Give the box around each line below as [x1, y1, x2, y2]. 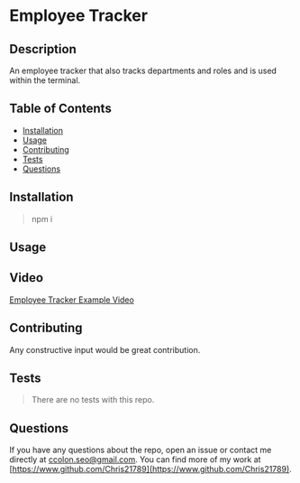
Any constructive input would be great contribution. [9, 344, 201, 355]
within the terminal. [9, 75, 81, 86]
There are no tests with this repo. [31, 395, 155, 405]
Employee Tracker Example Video [9, 294, 135, 305]
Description [9, 42, 77, 57]
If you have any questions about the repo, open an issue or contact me [9, 444, 272, 456]
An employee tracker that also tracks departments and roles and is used [9, 65, 277, 76]
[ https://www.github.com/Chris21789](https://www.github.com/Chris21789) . [9, 464, 293, 475]
